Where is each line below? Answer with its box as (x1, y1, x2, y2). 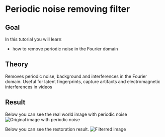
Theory (5, 60, 29, 69)
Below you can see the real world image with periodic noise (5, 111, 128, 117)
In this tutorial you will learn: (5, 36, 63, 42)
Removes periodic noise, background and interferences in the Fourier (5, 73, 148, 79)
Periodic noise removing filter (5, 3, 130, 15)
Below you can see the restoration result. (5, 126, 89, 132)
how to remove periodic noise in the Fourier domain (12, 46, 118, 51)
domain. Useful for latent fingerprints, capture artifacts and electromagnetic (5, 78, 161, 85)
